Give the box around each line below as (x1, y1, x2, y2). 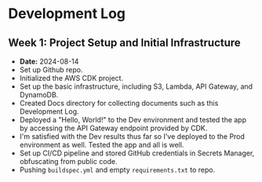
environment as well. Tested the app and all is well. (19, 140, 184, 149)
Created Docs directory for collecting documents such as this (19, 99, 219, 107)
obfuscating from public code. (19, 157, 118, 166)
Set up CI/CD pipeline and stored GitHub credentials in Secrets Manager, (19, 148, 255, 158)
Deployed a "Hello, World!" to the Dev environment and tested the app (19, 115, 247, 124)
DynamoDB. (19, 90, 59, 99)
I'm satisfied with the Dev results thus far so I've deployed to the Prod (19, 132, 246, 141)
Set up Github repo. (19, 65, 83, 75)
